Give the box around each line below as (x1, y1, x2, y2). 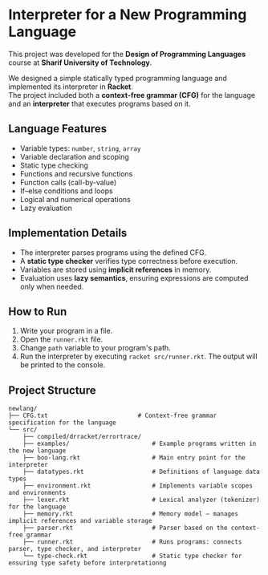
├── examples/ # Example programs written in (22, 439, 257, 448)
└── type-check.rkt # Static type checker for (22, 552, 242, 561)
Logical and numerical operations (19, 194, 131, 204)
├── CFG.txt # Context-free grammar (8, 411, 217, 420)
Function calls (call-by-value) (19, 177, 117, 187)
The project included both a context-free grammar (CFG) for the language (8, 90, 255, 99)
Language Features (8, 122, 108, 136)
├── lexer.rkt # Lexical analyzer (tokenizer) (22, 496, 261, 504)
